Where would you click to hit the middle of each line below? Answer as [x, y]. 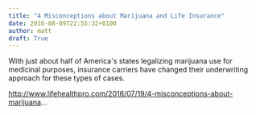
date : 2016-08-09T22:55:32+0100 [62, 23]
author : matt [30, 31]
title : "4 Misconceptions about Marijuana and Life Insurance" [117, 16]
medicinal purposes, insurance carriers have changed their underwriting [128, 70]
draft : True [28, 38]
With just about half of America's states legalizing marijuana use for [121, 61]
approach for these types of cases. [66, 78]
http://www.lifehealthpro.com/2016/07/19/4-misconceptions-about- [121, 94]
